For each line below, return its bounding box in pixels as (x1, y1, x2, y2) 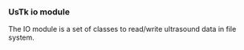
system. (8, 33, 35, 42)
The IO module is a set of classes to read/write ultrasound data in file (8, 25, 237, 34)
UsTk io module (8, 6, 71, 17)
